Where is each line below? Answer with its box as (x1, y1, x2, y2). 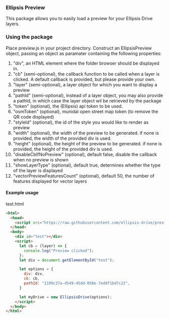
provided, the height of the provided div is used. (13, 146, 113, 152)
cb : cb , (24, 276, 40, 281)
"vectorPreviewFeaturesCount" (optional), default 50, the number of (13, 173, 155, 179)
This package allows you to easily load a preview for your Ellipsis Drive (6, 16, 153, 22)
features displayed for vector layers (13, 178, 87, 184)
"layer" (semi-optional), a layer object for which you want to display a (13, 81, 157, 87)
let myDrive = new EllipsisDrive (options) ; (19, 294, 112, 299)
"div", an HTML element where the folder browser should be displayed (13, 60, 159, 66)
